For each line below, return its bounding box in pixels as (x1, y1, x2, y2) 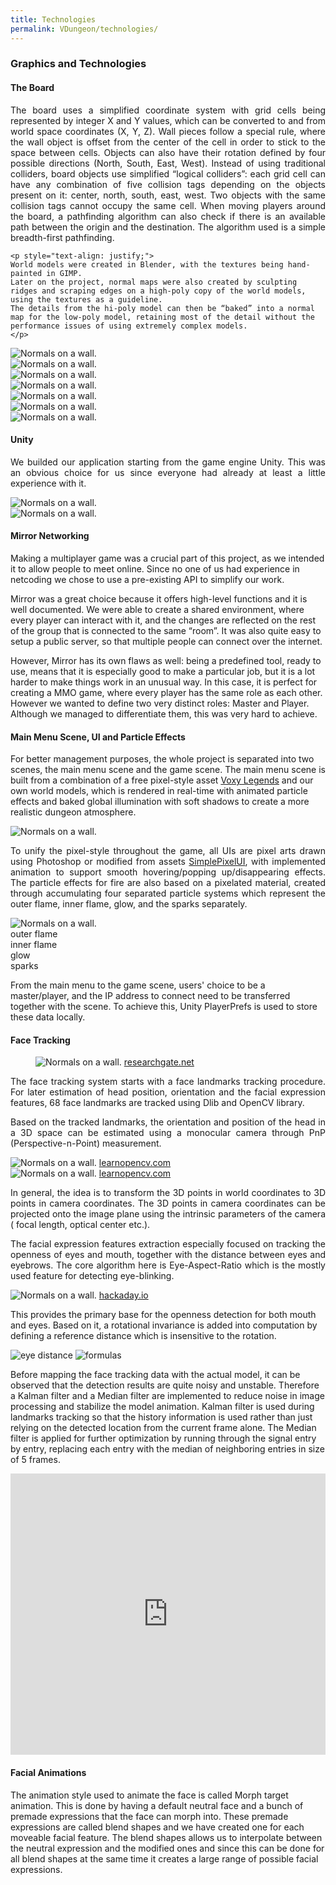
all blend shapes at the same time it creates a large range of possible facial (10, 1852, 319, 1865)
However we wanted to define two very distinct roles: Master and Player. (10, 697, 310, 710)
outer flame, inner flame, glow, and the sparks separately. (10, 898, 248, 910)
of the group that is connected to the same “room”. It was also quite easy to (10, 625, 322, 637)
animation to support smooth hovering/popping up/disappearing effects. (10, 866, 326, 878)
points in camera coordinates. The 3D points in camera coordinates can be (10, 1197, 326, 1210)
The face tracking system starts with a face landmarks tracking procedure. (10, 1076, 326, 1088)
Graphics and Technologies (10, 57, 147, 71)
